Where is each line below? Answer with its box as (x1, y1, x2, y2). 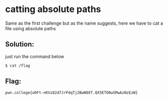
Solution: (5, 40, 34, 49)
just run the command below (5, 53, 64, 59)
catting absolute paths (5, 4, 101, 15)
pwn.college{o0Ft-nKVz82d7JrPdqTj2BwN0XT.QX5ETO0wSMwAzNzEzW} (5, 90, 138, 95)
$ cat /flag (5, 63, 30, 68)
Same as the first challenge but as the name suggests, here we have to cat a (5, 20, 163, 26)
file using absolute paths (5, 25, 56, 31)
